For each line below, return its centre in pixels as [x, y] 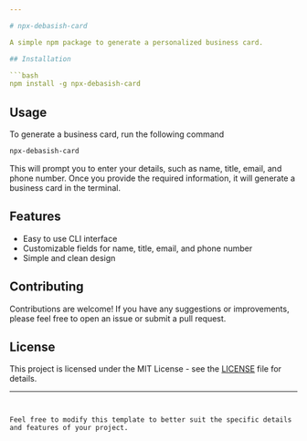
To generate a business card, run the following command [117, 134]
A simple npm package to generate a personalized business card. [136, 42]
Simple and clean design [69, 257]
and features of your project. [69, 428]
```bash [24, 75]
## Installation [40, 59]
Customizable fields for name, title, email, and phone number [138, 248]
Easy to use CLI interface [70, 238]
